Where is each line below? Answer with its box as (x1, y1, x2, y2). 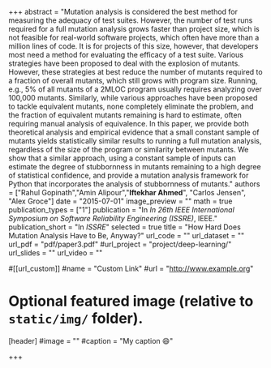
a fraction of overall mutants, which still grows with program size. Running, (8, 76, 258, 85)
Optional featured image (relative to (8, 292, 254, 310)
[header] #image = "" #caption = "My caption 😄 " (8, 336, 174, 345)
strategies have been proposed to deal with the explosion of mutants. (8, 58, 241, 68)
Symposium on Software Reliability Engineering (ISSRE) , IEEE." (8, 214, 217, 223)
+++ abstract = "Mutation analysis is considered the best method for (8, 7, 238, 16)
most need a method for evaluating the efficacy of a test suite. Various (8, 50, 243, 59)
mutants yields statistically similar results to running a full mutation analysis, (8, 136, 262, 145)
